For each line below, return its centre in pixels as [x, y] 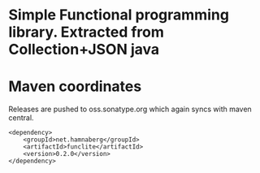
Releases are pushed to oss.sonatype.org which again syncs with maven [130, 109]
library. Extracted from [87, 32]
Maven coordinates [75, 86]
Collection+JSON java [84, 50]
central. [21, 118]
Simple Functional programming [119, 15]
